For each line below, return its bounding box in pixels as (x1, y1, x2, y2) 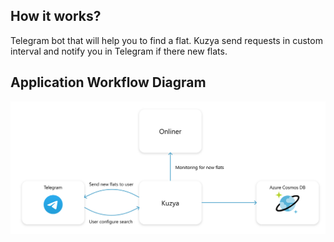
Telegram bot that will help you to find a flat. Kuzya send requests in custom (10, 34, 323, 46)
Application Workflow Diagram (10, 74, 207, 91)
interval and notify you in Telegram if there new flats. (10, 45, 228, 57)
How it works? (10, 8, 102, 25)
